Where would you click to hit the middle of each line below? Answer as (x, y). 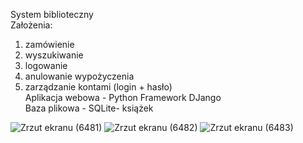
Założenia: (31, 25)
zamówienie (49, 44)
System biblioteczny (52, 14)
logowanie (46, 65)
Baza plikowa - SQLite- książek (89, 108)
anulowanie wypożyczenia (79, 76)
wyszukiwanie (54, 55)
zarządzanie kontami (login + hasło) (98, 87)
